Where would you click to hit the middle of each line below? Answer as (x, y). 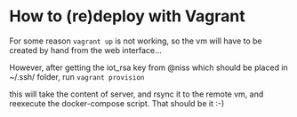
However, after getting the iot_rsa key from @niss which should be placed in (149, 67)
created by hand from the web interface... (85, 50)
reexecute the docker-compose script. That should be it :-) (117, 103)
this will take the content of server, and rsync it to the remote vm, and (136, 94)
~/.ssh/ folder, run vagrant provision (77, 76)
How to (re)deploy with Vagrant (128, 16)
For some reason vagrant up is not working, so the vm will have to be (136, 41)
